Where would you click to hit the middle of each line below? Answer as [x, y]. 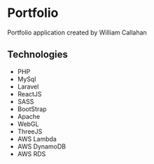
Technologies [38, 55]
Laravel [28, 87]
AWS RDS [31, 153]
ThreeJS [30, 131]
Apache [29, 116]
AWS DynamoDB [42, 146]
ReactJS [29, 94]
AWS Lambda [37, 139]
